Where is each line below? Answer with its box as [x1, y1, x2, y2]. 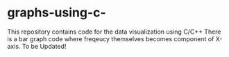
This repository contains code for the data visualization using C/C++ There [7, 27, 221, 36]
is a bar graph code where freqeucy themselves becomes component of [7, 34, 214, 43]
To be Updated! [22, 42, 67, 50]
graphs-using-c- [7, 5, 106, 21]
